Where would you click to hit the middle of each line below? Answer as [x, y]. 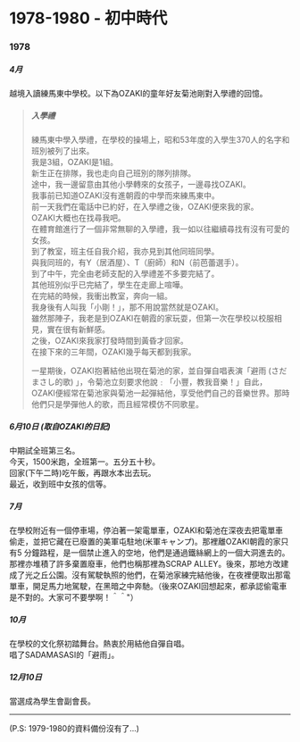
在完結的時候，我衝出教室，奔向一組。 [101, 296]
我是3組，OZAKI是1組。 [75, 163]
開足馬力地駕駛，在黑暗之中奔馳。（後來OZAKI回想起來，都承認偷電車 [160, 586]
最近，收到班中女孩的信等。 [60, 484]
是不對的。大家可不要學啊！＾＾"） [74, 597]
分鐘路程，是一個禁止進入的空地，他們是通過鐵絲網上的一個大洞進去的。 [157, 552]
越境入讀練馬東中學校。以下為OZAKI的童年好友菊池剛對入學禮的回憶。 [138, 94]
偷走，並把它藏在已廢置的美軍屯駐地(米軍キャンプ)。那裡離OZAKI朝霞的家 [145, 541]
